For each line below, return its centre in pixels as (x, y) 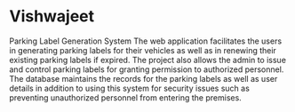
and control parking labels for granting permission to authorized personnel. (147, 69)
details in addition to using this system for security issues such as (130, 88)
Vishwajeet (52, 16)
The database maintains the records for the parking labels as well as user (144, 78)
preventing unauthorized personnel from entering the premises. (125, 97)
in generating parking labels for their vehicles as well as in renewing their (143, 50)
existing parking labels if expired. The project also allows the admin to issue (148, 60)
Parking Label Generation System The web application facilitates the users (146, 41)
